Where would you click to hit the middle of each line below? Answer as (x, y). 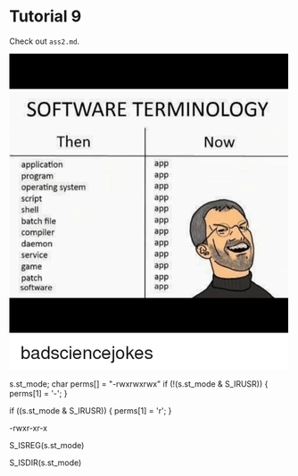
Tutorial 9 (46, 17)
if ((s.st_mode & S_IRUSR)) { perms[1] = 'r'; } (91, 410)
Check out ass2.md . (45, 41)
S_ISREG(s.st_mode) (47, 445)
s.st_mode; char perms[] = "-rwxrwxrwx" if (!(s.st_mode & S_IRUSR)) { (139, 384)
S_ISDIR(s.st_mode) (46, 463)
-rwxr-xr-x (28, 428)
